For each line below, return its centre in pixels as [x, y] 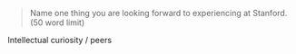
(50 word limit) [57, 22]
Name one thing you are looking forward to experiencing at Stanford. [158, 13]
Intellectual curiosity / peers [60, 40]
